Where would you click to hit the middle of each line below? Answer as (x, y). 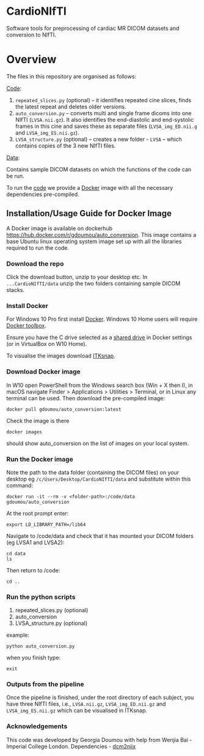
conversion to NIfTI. (31, 34)
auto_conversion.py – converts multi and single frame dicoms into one (103, 113)
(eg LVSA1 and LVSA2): (35, 542)
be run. (15, 176)
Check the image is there (38, 421)
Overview (31, 60)
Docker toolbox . (27, 326)
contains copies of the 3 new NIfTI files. (65, 146)
